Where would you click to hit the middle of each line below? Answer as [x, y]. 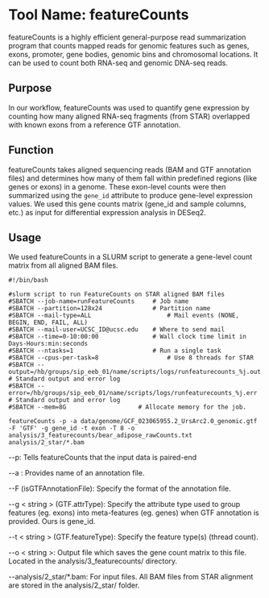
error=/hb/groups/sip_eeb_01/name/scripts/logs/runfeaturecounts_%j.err [133, 393]
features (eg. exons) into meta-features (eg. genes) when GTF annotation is [134, 513]
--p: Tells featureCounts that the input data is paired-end [103, 458]
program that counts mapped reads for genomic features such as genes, [129, 45]
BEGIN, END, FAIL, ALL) [48, 323]
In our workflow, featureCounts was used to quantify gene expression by [129, 107]
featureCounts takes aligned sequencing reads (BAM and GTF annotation [130, 169]
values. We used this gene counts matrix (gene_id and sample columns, [127, 204]
